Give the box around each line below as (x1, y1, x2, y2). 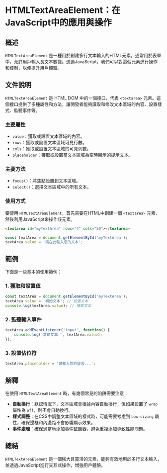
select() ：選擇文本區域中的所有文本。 (12, 184, 92, 190)
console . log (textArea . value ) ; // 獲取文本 (5, 303, 91, 308)
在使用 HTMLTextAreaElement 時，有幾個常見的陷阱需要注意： (5, 390, 128, 396)
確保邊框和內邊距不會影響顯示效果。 (21, 419, 95, 425)
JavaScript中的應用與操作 (5, 17, 112, 28)
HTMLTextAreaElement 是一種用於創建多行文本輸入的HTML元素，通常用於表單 (5, 53, 162, 58)
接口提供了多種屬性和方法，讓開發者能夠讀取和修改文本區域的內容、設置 (9, 101, 158, 107)
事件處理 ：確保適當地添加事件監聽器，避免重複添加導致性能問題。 (12, 426, 148, 432)
